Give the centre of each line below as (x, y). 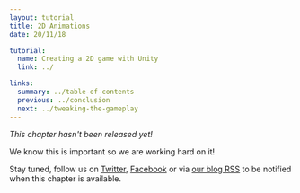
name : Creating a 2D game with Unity (88, 59)
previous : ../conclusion (64, 100)
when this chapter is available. (66, 178)
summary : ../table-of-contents (76, 92)
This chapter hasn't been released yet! (81, 134)
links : (22, 83)
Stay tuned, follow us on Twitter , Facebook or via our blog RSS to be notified (150, 169)
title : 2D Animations (50, 26)
